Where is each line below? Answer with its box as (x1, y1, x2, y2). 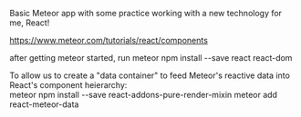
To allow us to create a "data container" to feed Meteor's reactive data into (9, 70, 290, 81)
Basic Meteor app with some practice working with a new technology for (9, 8, 283, 18)
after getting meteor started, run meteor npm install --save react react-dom (9, 53, 293, 63)
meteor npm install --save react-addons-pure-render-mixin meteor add (9, 90, 278, 100)
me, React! (9, 17, 50, 28)
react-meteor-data (9, 99, 79, 110)
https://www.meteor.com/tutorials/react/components (9, 35, 208, 45)
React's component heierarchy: (9, 80, 128, 90)
